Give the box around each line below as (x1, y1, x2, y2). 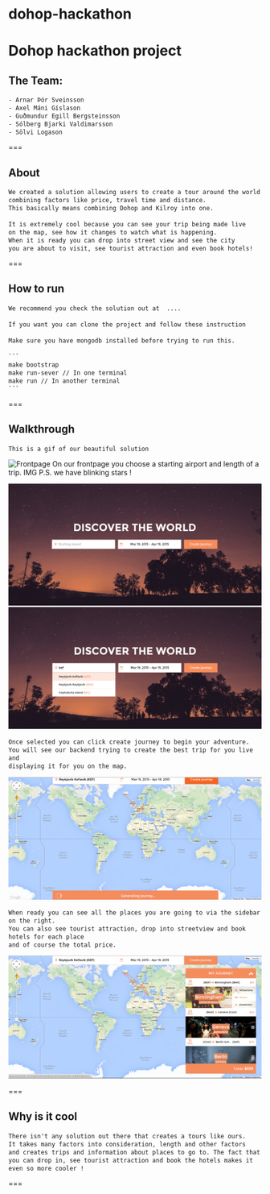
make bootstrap (8, 360, 59, 369)
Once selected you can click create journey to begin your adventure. (8, 738, 250, 746)
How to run (8, 282, 65, 296)
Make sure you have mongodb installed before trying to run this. (8, 336, 235, 345)
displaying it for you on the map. (8, 762, 128, 770)
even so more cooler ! (8, 1164, 84, 1172)
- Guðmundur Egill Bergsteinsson (8, 112, 121, 121)
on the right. (8, 917, 56, 925)
